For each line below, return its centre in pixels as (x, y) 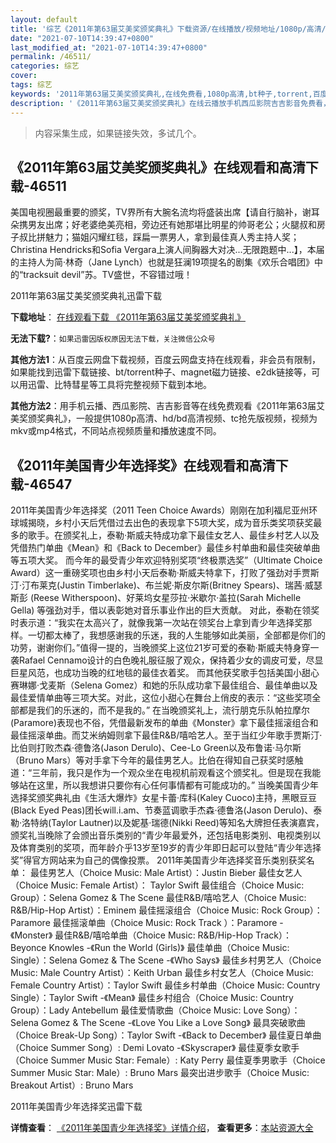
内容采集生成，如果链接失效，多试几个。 (118, 133)
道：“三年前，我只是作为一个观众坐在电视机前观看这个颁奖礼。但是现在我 (161, 773)
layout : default (44, 19)
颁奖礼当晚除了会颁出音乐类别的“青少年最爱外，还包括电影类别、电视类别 (161, 835)
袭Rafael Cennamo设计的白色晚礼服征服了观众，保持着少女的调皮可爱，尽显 (167, 660)
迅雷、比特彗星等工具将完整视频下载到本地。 (119, 385)
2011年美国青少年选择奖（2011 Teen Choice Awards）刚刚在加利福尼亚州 (160, 510)
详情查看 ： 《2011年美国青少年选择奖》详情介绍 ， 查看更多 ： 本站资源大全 (162, 1128)
